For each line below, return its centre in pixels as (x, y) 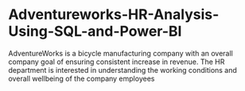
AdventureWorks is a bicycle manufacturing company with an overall (121, 53)
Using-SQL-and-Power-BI (95, 31)
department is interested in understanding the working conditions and (122, 70)
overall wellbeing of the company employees (82, 78)
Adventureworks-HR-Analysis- (114, 15)
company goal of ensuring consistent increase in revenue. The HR (117, 62)
